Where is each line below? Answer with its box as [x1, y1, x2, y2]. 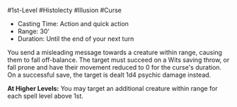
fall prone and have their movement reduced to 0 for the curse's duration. [7, 63, 221, 71]
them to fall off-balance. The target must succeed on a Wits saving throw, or [7, 56, 230, 64]
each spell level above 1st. [7, 92, 83, 100]
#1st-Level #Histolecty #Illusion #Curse [7, 6, 122, 14]
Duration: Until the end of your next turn [17, 34, 134, 43]
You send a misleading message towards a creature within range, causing [7, 49, 223, 56]
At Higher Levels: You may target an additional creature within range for [7, 84, 218, 92]
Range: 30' [17, 27, 50, 35]
